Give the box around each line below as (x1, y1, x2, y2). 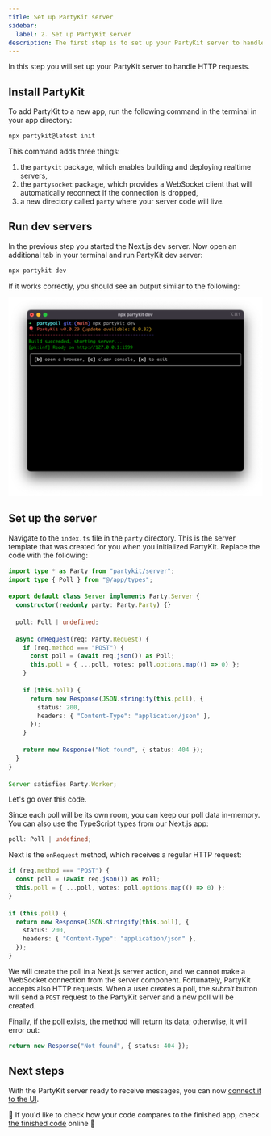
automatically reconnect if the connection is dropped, (19, 187, 199, 197)
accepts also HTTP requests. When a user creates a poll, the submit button (8, 983, 258, 993)
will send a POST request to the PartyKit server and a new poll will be (8, 992, 234, 1002)
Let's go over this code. (8, 794, 87, 804)
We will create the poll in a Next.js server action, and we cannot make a (8, 966, 246, 976)
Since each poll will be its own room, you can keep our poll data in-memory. (8, 810, 261, 820)
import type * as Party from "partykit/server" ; (8, 566, 175, 575)
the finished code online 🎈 (8, 1118, 95, 1128)
